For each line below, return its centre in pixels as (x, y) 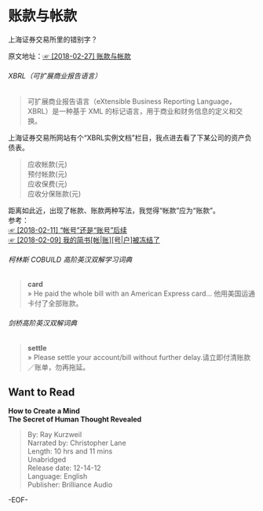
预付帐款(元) (47, 175)
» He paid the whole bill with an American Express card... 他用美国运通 (141, 294)
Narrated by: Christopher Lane (77, 443)
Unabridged (47, 460)
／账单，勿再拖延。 (58, 367)
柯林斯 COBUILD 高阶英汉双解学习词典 (70, 259)
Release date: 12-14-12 (64, 468)
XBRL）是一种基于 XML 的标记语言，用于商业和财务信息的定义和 (131, 112)
